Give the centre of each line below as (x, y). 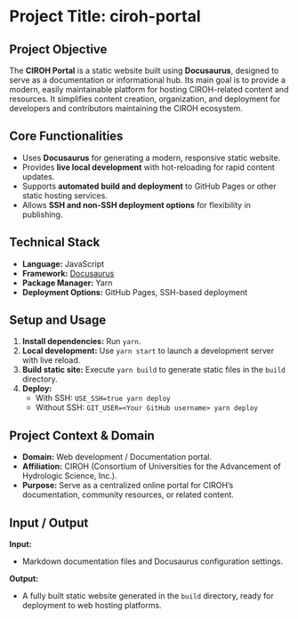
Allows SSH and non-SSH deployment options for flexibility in (137, 205)
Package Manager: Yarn (67, 283)
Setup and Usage (58, 321)
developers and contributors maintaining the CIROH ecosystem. (126, 108)
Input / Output (49, 523)
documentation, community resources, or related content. (128, 494)
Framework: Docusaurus (68, 273)
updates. (38, 176)
